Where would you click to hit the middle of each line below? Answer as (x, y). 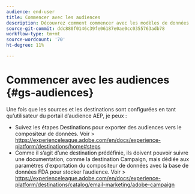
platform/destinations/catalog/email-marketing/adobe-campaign (95, 184)
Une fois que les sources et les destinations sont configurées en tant (91, 109)
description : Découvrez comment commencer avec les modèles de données (97, 23)
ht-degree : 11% (25, 46)
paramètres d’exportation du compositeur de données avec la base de (102, 165)
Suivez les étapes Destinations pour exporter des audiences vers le (98, 127)
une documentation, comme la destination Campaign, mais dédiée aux (102, 159)
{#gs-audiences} (50, 93)
